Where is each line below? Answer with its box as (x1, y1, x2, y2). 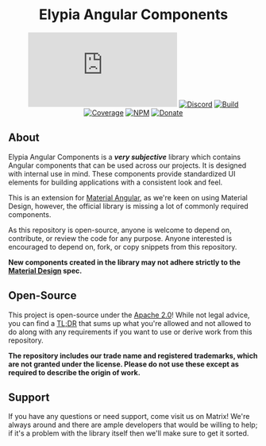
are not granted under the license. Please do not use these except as (8, 359, 240, 369)
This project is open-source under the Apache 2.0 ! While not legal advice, (8, 310, 250, 320)
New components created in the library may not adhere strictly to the (8, 257, 241, 267)
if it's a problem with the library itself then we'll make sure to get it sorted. (8, 429, 249, 438)
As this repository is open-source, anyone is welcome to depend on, (8, 225, 232, 235)
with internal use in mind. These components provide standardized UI (8, 169, 236, 178)
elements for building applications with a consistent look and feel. (8, 177, 223, 187)
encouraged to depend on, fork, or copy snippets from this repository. (8, 242, 237, 251)
